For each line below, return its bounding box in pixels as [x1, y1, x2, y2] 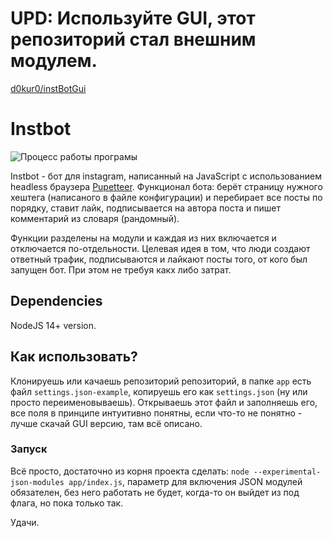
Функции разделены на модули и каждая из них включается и [10, 232, 277, 244]
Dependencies [10, 293, 103, 310]
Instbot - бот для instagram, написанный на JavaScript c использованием [10, 170, 322, 182]
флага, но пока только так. [10, 497, 124, 509]
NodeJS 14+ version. [10, 319, 97, 331]
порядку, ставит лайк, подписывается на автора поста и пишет [10, 202, 281, 214]
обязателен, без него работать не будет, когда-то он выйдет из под [10, 486, 300, 498]
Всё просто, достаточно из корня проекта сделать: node [10, 465, 250, 477]
